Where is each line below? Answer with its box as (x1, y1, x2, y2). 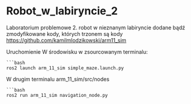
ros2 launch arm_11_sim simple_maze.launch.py (6, 65, 124, 71)
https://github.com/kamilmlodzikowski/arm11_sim (6, 36, 127, 44)
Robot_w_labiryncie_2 (6, 4, 118, 18)
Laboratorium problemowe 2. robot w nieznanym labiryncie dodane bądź (6, 24, 186, 31)
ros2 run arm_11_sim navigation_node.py (6, 92, 109, 98)
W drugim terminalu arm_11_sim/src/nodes (6, 75, 110, 82)
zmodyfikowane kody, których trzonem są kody (6, 30, 124, 37)
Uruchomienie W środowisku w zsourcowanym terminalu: (6, 48, 148, 55)
